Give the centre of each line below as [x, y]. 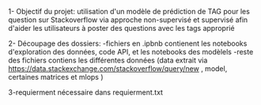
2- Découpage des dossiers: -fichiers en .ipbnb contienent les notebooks [128, 43]
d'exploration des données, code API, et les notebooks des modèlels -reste [131, 52]
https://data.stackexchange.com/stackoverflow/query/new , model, [118, 69]
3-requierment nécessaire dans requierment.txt [86, 92]
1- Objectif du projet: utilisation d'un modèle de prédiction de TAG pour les [129, 11]
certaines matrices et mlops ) [56, 77]
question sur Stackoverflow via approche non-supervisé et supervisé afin [128, 20]
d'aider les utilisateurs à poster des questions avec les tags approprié [121, 28]
